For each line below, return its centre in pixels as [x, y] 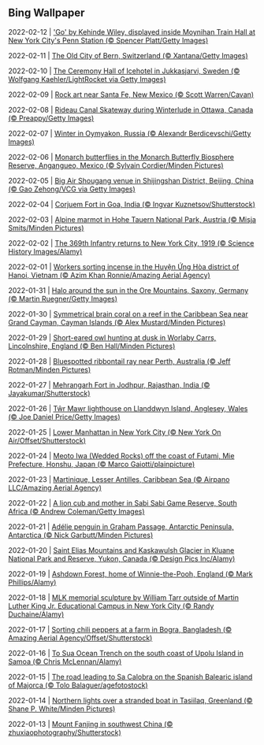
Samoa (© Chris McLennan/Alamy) [65, 662]
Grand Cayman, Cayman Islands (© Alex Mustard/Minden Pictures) [117, 322]
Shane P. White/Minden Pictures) [62, 709]
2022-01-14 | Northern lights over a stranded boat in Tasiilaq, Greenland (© [131, 700]
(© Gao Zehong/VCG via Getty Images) [72, 189]
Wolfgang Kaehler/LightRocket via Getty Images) [87, 79]
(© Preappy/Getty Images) [51, 118]
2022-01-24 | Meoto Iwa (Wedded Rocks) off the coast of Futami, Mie [121, 455]
